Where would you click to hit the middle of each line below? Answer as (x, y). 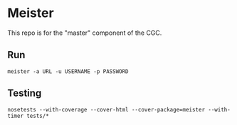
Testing (25, 93)
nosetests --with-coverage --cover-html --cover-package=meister (106, 109)
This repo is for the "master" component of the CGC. (85, 33)
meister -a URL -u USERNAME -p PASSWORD (68, 71)
